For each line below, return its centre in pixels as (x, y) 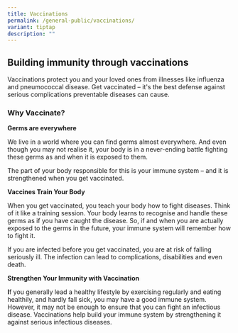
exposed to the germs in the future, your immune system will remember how (119, 228)
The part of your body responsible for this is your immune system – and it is (118, 171)
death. (17, 265)
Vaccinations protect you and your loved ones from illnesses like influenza (116, 79)
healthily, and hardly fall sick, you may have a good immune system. (107, 300)
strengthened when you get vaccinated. (66, 179)
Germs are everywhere (42, 128)
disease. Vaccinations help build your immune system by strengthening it (114, 315)
